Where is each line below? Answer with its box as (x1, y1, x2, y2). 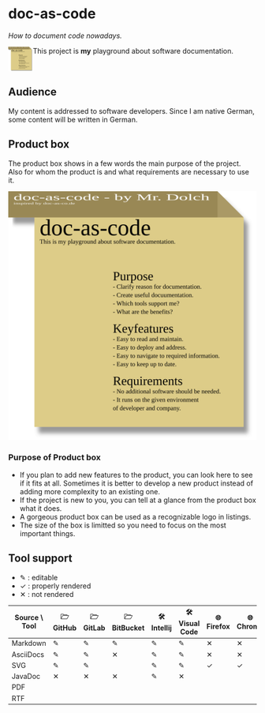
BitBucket (111, 623, 145, 632)
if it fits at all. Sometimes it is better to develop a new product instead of (19, 478, 254, 488)
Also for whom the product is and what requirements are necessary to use (8, 167, 250, 176)
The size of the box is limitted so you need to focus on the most (19, 520, 226, 530)
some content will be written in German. (8, 114, 138, 124)
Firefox (206, 621, 230, 631)
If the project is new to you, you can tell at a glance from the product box (19, 495, 256, 505)
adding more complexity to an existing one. (19, 486, 160, 496)
